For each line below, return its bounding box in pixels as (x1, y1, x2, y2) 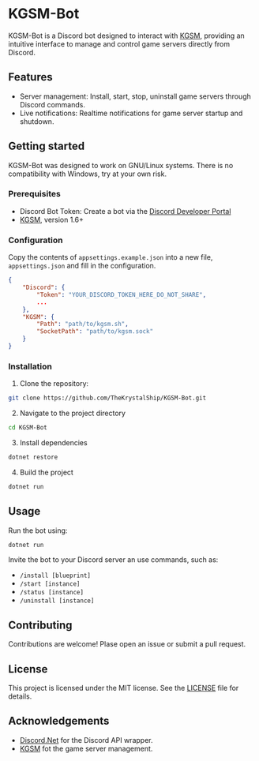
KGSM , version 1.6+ (19, 215, 84, 224)
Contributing (8, 618, 73, 632)
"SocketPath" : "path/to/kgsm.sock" (36, 328, 154, 336)
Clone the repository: (19, 379, 89, 388)
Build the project (19, 467, 73, 477)
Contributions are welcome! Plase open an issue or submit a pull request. (8, 639, 246, 649)
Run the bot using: (8, 526, 68, 535)
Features (8, 70, 53, 84)
